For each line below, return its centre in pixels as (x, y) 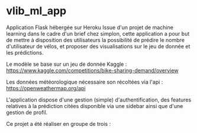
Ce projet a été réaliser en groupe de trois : (59, 123)
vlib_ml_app (36, 11)
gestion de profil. (27, 112)
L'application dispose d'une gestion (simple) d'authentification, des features (99, 100)
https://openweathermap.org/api (46, 88)
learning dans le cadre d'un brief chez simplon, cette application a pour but (98, 33)
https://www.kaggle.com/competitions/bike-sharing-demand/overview (92, 70)
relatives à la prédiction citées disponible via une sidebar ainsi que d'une (95, 106)
